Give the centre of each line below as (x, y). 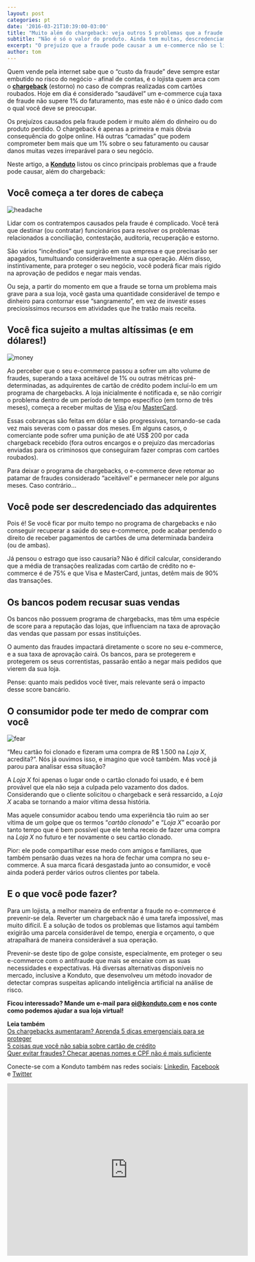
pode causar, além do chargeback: (56, 171)
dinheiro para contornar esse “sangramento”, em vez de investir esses (107, 301)
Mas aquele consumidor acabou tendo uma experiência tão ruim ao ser (108, 815)
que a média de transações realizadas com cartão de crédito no (98, 566)
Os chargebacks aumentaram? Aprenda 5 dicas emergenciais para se (106, 1031)
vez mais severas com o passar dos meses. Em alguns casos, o (97, 428)
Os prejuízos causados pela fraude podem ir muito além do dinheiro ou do (112, 121)
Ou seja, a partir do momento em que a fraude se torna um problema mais (112, 286)
